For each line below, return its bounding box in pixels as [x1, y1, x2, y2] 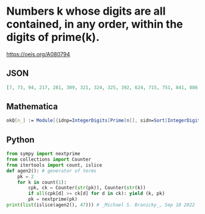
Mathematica [6, 101, 58, 112]
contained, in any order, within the [6, 17, 183, 31]
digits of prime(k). [6, 31, 100, 44]
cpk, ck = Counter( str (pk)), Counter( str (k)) [28, 185, 146, 191]
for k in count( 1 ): [17, 179, 67, 185]
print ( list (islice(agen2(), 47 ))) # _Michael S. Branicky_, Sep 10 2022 [6, 202, 195, 208]
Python [6, 135, 35, 145]
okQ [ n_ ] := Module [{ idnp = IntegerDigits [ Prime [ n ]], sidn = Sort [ [6, 117, 168, 124]
